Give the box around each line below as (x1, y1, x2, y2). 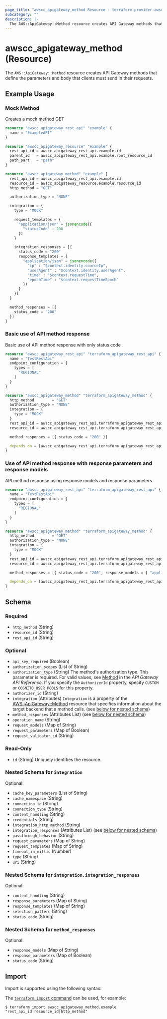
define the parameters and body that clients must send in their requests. (5, 75, 153, 81)
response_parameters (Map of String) (12, 898, 87, 904)
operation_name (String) (12, 717, 61, 723)
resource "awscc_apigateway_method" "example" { (5, 171, 108, 176)
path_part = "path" (9, 158, 55, 163)
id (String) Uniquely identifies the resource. (12, 756, 102, 762)
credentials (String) (12, 816, 54, 822)
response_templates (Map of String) (12, 903, 85, 909)
